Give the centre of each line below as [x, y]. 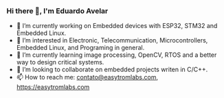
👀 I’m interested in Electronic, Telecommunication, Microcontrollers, [112, 40]
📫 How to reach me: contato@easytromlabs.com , [87, 77]
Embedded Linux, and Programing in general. [80, 48]
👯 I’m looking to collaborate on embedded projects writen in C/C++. [112, 70]
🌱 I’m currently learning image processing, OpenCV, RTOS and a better [116, 55]
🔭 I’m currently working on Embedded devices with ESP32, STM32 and [117, 26]
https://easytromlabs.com [53, 87]
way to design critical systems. [60, 62]
